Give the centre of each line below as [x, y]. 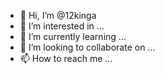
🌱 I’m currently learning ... [73, 36]
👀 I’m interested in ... [62, 26]
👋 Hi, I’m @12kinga [58, 15]
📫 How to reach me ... [66, 58]
